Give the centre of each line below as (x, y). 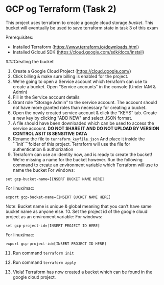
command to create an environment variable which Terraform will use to (85, 165)
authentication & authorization (43, 149)
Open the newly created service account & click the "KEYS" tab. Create (85, 113)
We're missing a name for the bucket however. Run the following (78, 159)
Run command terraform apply (44, 262)
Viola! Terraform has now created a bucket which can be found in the (82, 272)
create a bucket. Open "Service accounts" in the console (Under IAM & (84, 86)
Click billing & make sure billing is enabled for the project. (70, 76)
